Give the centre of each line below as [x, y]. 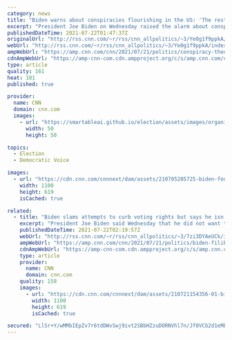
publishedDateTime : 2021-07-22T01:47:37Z [68, 33]
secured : [20, 326]
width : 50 [39, 128]
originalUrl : [26, 39]
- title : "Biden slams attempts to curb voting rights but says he [113, 217]
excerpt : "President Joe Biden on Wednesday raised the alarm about [108, 26]
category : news [29, 13]
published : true [30, 84]
